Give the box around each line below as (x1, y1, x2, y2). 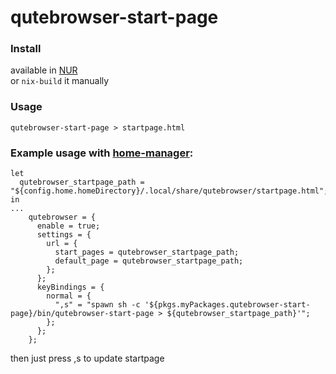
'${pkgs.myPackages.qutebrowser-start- (144, 300, 311, 310)
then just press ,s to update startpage (10, 352, 165, 365)
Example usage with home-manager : (10, 146, 194, 160)
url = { (46, 239, 78, 249)
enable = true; (36, 221, 101, 231)
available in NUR (10, 64, 78, 76)
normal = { (46, 291, 92, 301)
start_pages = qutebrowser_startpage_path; (54, 247, 240, 258)
